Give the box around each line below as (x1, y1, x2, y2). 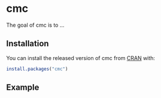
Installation (6, 39, 49, 49)
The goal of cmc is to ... (6, 21, 65, 29)
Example (6, 83, 40, 93)
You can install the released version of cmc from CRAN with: (6, 54, 156, 61)
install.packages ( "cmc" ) (6, 66, 68, 72)
